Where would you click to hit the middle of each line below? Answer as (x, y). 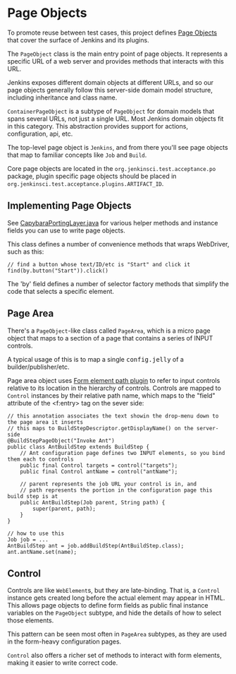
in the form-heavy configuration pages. (64, 642)
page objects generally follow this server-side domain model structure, (110, 90)
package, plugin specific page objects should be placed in (92, 176)
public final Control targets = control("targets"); (99, 465)
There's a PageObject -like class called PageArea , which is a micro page (109, 331)
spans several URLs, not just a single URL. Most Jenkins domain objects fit (116, 119)
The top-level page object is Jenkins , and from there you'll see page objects (118, 147)
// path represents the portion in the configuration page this (116, 490)
